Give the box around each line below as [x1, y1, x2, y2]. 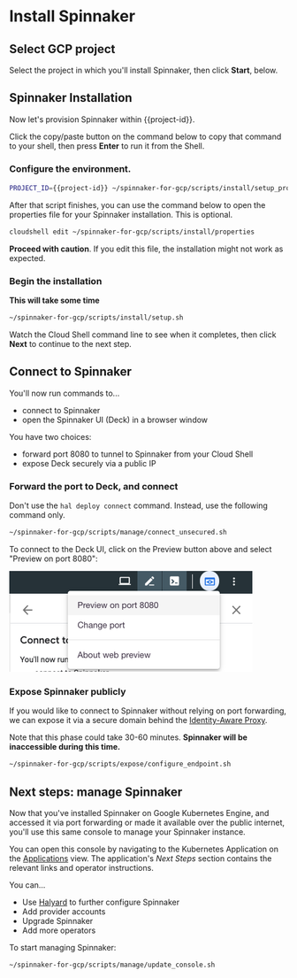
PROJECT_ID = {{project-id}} [9, 184, 109, 193]
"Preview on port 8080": [9, 553, 99, 564]
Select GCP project [9, 42, 116, 57]
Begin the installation [9, 274, 103, 287]
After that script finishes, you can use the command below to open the [9, 199, 266, 210]
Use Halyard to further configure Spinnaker [21, 897, 179, 907]
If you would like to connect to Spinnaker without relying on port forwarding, [9, 705, 287, 716]
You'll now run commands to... [9, 388, 120, 398]
